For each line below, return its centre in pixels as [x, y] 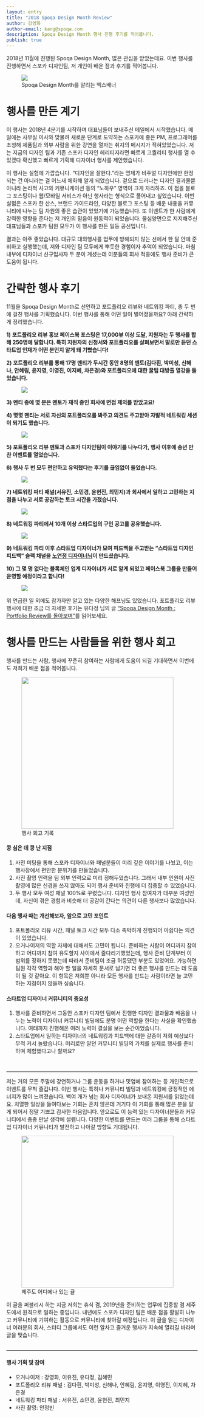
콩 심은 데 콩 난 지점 [29, 848]
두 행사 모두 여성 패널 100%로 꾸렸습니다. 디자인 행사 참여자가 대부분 [97, 893]
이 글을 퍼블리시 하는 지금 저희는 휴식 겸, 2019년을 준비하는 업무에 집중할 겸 [96, 1305]
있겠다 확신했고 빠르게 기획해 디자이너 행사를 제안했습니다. [75, 160]
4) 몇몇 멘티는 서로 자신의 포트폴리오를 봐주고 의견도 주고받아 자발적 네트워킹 [96, 415]
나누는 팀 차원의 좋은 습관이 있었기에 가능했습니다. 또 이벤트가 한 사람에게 [109, 211]
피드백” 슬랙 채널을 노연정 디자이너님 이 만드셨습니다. [68, 555]
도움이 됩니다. [23, 261]
